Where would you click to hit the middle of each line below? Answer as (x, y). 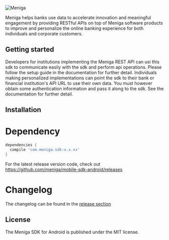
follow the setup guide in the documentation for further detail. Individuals (81, 72)
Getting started (30, 50)
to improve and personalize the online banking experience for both (74, 28)
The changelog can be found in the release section (58, 204)
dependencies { (21, 145)
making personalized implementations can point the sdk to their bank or (80, 78)
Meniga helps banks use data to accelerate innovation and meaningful (78, 17)
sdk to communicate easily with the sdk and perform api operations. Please (83, 67)
